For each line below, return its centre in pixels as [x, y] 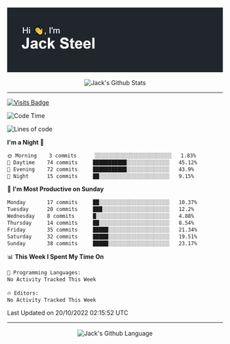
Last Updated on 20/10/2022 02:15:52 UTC [68, 312]
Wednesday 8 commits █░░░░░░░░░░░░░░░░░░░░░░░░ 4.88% [101, 216]
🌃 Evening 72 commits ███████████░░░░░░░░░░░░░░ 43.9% [101, 169]
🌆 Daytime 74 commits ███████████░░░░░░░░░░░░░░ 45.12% [102, 162]
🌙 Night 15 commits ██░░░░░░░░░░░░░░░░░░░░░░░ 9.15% [101, 176]
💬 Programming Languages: [44, 272]
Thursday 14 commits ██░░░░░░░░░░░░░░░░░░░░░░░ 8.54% [101, 223]
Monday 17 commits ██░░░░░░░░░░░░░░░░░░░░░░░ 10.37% [102, 202]
